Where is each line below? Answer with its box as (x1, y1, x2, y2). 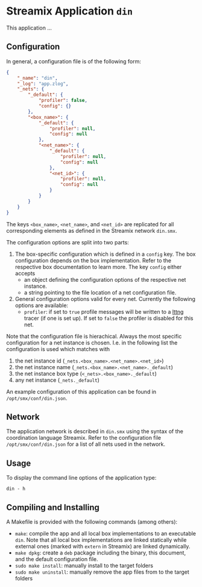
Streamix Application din (6, 4, 133, 18)
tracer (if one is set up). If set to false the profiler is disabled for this (24, 314, 194, 322)
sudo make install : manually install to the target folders (14, 562, 154, 569)
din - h (6, 486, 26, 492)
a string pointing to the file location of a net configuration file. (24, 288, 177, 296)
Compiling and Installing (6, 502, 99, 512)
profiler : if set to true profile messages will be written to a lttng (24, 308, 184, 315)
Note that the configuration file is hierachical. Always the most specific (6, 332, 182, 340)
